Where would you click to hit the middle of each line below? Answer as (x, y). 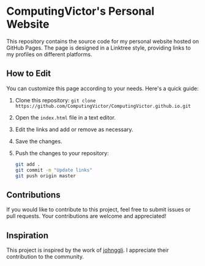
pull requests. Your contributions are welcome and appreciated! (86, 216)
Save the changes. (39, 141)
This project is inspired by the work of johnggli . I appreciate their (88, 250)
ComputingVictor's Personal (80, 11)
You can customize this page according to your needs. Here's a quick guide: (102, 88)
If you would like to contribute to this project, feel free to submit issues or (99, 210)
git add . (28, 164)
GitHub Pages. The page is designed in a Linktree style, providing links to (99, 48)
